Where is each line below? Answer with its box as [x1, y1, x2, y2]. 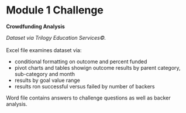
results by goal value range [14, 77, 81, 84]
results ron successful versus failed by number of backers [14, 83, 155, 90]
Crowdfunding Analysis [6, 23, 66, 30]
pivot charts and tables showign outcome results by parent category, [14, 64, 181, 71]
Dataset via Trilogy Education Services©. [6, 34, 106, 41]
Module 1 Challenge [6, 4, 104, 17]
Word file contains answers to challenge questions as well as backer [6, 94, 171, 101]
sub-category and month [14, 70, 75, 77]
